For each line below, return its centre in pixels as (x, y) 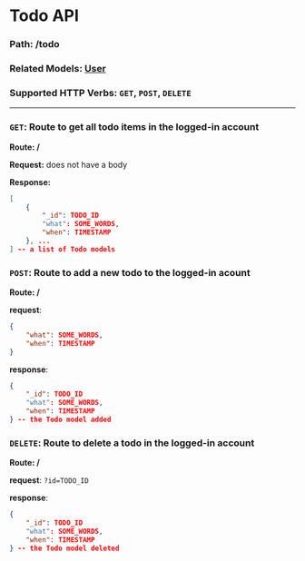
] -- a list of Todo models (63, 249)
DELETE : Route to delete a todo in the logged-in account (132, 443)
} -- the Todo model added (60, 420)
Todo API (44, 16)
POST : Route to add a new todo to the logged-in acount (130, 272)
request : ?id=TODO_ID (49, 480)
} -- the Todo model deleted (64, 548)
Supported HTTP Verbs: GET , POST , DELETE (101, 93)
